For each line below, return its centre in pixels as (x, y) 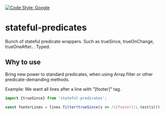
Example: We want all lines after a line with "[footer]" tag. (63, 89)
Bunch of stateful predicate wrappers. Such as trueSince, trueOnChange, (80, 41)
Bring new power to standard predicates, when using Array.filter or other (79, 74)
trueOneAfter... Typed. (28, 47)
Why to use (23, 62)
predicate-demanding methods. (38, 79)
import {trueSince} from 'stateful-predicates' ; (56, 98)
